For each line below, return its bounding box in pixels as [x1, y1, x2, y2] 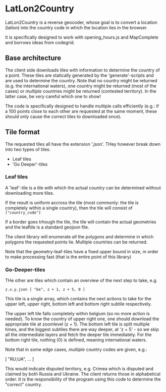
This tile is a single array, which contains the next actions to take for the [5, 296, 152, 302]
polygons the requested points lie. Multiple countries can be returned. [5, 239, 148, 245]
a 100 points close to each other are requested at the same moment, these [5, 108, 157, 114]
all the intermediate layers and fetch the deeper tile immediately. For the [5, 332, 152, 337]
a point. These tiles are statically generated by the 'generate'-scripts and [5, 72, 154, 78]
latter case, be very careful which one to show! [5, 93, 101, 99]
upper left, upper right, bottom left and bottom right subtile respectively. [5, 301, 152, 307]
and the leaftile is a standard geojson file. [5, 224, 89, 230]
